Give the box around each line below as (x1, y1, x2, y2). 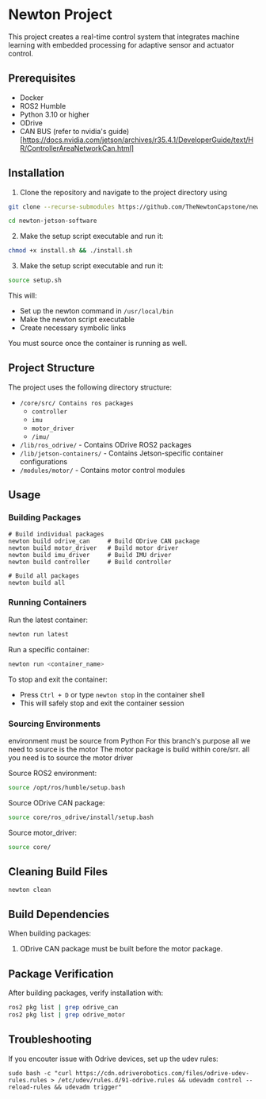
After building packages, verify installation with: (8, 988, 164, 997)
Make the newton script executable (19, 315, 135, 325)
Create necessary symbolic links (19, 323, 127, 332)
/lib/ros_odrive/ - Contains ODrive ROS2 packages (19, 440, 192, 449)
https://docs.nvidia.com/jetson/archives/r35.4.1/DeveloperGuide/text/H (22, 135, 254, 144)
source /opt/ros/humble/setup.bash (8, 783, 126, 791)
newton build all (8, 578, 66, 586)
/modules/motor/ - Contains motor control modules (19, 465, 186, 475)
